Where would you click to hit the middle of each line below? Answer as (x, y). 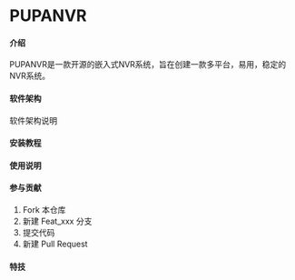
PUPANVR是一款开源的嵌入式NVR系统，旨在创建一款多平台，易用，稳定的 (148, 65)
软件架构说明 (33, 120)
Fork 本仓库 (44, 209)
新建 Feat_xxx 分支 (57, 221)
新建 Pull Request (55, 244)
